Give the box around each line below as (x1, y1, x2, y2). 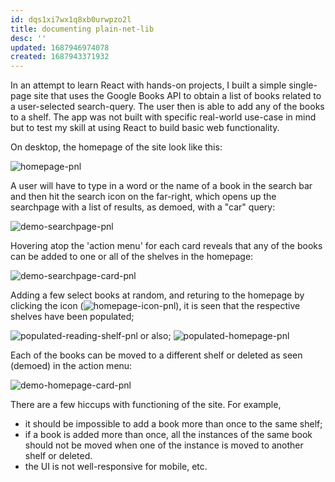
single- (288, 79, 318, 91)
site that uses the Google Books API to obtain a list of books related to (33, 90, 322, 102)
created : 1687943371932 (10, 52, 110, 62)
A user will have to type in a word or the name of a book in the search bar (10, 180, 313, 192)
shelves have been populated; (10, 311, 135, 323)
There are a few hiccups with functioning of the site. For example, (10, 399, 282, 411)
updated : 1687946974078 (10, 42, 110, 53)
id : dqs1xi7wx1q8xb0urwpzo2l (10, 14, 132, 25)
